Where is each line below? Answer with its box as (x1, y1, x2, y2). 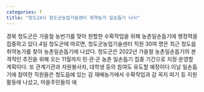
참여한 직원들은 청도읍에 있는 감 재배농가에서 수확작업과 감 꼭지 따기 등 (17, 71, 186, 78)
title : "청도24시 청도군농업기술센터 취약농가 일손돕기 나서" (6, 15, 140, 21)
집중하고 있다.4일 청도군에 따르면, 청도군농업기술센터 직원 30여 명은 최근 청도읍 (6, 40, 197, 47)
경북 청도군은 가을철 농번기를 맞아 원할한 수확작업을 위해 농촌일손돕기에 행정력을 (6, 32, 198, 40)
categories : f (6, 9, 43, 15)
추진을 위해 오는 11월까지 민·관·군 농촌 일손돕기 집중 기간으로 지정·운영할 (22, 55, 194, 63)
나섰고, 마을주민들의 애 (22, 78, 77, 86)
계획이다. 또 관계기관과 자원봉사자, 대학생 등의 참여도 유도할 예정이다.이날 (6, 63, 181, 71)
